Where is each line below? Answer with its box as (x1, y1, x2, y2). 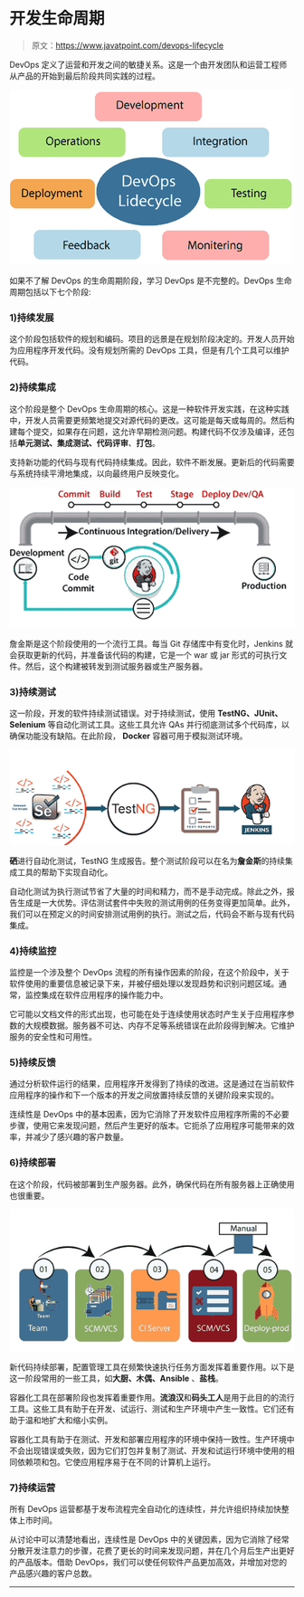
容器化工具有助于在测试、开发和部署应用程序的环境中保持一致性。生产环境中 (9, 1433, 295, 1444)
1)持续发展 (9, 311, 54, 324)
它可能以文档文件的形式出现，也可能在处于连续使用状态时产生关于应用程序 (9, 1009, 287, 1020)
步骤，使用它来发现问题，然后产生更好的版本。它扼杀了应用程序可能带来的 (9, 1120, 287, 1131)
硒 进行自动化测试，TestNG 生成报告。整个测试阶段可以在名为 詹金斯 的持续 (9, 855, 286, 866)
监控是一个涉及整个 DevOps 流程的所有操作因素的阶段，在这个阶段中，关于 (9, 967, 290, 978)
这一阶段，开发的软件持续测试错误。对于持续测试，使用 (9, 708, 215, 718)
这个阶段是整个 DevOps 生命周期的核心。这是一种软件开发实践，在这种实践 (9, 404, 290, 414)
